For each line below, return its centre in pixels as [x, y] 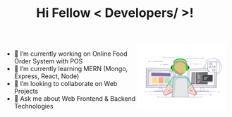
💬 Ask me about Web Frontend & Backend [75, 98]
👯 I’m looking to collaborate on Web [66, 83]
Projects [26, 91]
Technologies [34, 106]
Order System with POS [48, 61]
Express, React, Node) [47, 76]
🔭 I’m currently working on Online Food [71, 54]
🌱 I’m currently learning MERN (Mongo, [71, 68]
